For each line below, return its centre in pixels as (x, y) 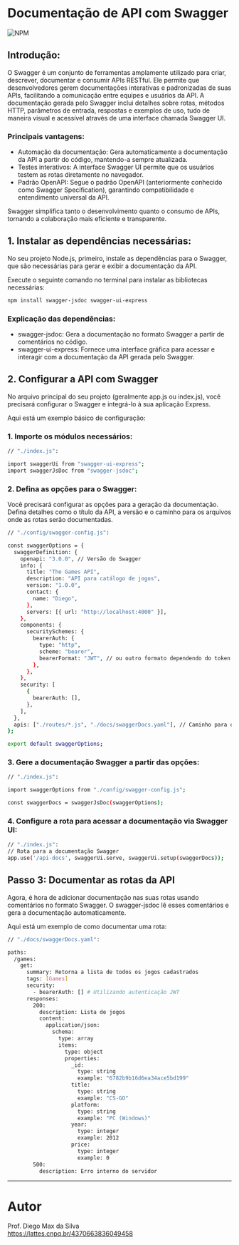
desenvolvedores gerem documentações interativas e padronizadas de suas (119, 88)
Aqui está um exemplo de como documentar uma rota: (87, 926)
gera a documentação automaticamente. (67, 912)
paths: (17, 952)
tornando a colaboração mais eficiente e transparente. (87, 219)
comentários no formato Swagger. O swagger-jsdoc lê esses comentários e (118, 905)
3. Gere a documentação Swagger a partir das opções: (103, 762)
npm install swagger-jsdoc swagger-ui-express (78, 300)
